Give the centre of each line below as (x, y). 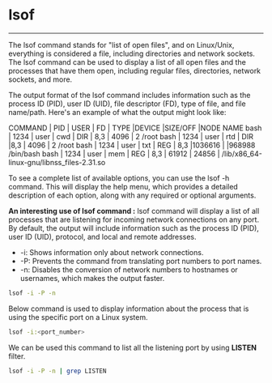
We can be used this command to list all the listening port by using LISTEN (133, 347)
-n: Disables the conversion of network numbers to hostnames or (129, 270)
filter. (17, 356)
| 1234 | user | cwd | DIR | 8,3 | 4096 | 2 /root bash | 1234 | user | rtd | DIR (131, 136)
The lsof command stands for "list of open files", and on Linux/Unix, (121, 45)
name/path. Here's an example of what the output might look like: (117, 112)
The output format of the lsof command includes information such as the (130, 95)
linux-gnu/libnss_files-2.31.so (57, 162)
